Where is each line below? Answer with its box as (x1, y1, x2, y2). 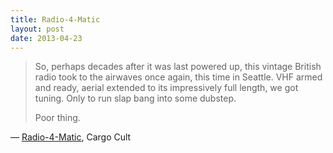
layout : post (10, 24, 65, 34)
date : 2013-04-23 (10, 33, 83, 43)
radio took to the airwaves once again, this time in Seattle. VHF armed (34, 71, 323, 83)
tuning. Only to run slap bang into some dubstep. (34, 92, 237, 105)
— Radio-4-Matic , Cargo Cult (10, 131, 132, 143)
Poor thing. (34, 112, 81, 124)
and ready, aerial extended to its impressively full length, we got (34, 82, 299, 94)
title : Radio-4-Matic (10, 14, 101, 25)
